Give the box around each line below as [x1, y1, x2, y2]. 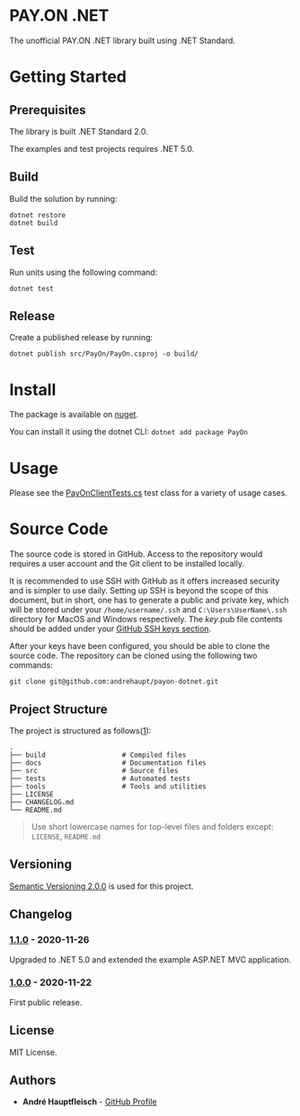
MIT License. [9, 1047, 57, 1058]
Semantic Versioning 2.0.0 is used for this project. [9, 881, 194, 892]
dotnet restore [9, 210, 66, 220]
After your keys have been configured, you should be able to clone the [9, 641, 270, 652]
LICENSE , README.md [31, 831, 101, 841]
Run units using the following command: [9, 267, 158, 277]
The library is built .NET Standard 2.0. [9, 126, 148, 136]
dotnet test [9, 284, 54, 293]
